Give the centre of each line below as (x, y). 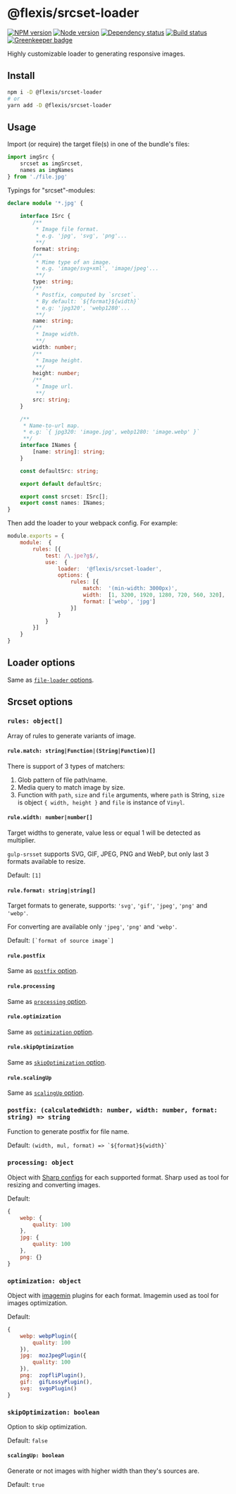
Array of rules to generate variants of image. (72, 735)
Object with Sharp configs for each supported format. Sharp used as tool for (118, 1177)
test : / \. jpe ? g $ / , (72, 556)
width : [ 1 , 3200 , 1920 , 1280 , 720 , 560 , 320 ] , (154, 595)
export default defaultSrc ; (61, 484)
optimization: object (44, 1281)
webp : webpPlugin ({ (49, 1336)
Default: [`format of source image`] (61, 941)
